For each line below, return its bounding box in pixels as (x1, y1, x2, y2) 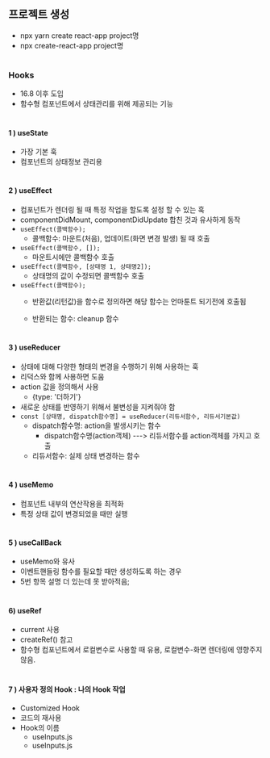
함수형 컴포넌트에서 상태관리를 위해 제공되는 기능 (19, 99, 173, 109)
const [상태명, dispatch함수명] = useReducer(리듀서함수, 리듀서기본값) (19, 413, 241, 421)
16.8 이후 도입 (19, 89, 64, 98)
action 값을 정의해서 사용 (19, 382, 99, 392)
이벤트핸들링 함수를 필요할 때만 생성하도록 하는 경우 (19, 567, 182, 576)
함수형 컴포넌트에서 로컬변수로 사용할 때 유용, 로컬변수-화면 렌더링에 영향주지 (19, 645, 263, 655)
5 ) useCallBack (8, 538, 62, 547)
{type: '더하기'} (31, 392, 81, 401)
